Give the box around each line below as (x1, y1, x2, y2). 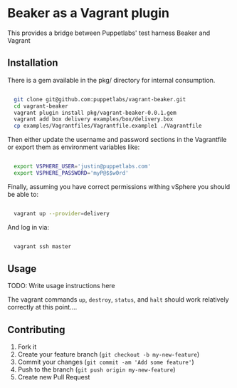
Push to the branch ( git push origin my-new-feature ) (17, 365, 176, 374)
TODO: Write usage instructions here (7, 282, 115, 290)
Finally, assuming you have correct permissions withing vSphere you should (7, 182, 231, 190)
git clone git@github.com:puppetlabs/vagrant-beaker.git (14, 96, 186, 103)
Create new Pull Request (17, 373, 90, 382)
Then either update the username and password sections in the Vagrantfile (7, 136, 227, 144)
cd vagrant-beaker (14, 102, 69, 110)
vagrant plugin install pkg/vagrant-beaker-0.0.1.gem (14, 109, 177, 116)
